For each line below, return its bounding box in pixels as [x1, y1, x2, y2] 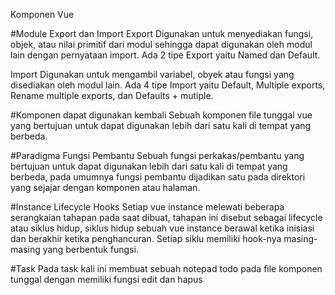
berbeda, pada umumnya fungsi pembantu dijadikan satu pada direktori [10, 171, 306, 183]
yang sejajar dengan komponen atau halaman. [10, 182, 201, 193]
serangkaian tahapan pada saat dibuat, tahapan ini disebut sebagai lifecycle [10, 212, 323, 223]
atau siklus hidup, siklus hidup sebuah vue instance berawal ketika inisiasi [10, 222, 315, 234]
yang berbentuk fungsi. [42, 244, 139, 255]
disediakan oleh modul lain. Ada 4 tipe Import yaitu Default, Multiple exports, [10, 79, 326, 91]
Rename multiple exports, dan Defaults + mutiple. [10, 90, 214, 101]
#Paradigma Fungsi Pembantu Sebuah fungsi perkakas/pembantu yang [10, 150, 305, 161]
